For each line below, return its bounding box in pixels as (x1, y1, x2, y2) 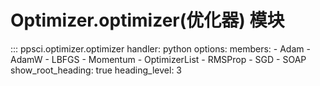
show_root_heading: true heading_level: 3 (10, 64, 183, 76)
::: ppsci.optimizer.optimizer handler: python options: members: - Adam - (10, 42, 311, 55)
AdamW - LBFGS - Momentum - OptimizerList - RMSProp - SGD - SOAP (10, 53, 307, 65)
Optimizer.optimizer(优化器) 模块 (10, 9, 285, 32)
